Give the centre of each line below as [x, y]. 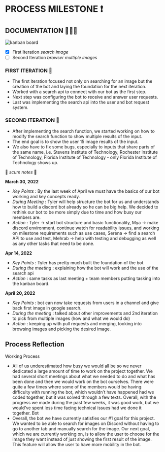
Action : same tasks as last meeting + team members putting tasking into [86, 278]
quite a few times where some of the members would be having [77, 386]
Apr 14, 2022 [18, 253]
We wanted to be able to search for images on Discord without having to [85, 423]
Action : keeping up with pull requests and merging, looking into [77, 323]
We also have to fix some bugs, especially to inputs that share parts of [83, 147]
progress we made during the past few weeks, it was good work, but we [85, 402]
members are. [26, 217]
